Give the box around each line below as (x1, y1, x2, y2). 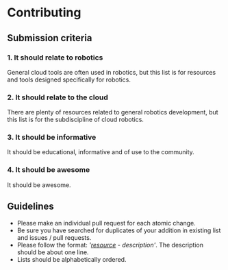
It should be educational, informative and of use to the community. (7, 148, 195, 156)
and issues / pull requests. (16, 233, 92, 241)
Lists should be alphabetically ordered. (16, 255, 127, 263)
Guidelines (7, 201, 54, 212)
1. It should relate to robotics (7, 53, 103, 62)
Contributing (7, 5, 81, 21)
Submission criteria (7, 32, 92, 44)
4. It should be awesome (7, 165, 90, 175)
